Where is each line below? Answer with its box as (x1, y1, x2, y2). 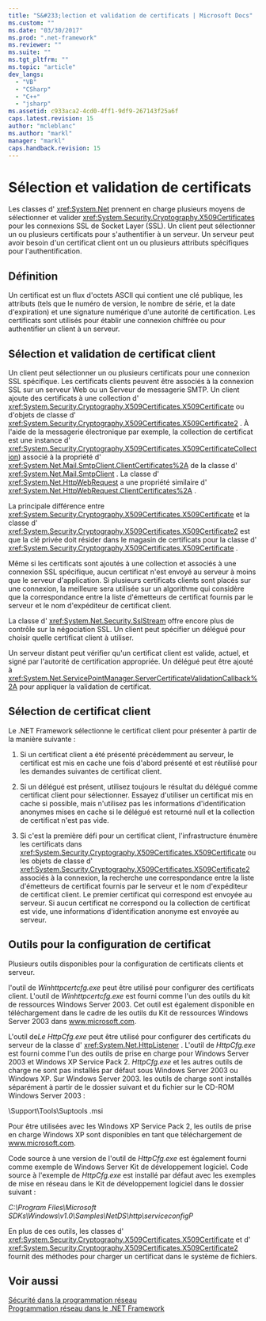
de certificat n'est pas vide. (19, 815, 109, 824)
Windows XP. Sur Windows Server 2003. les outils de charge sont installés (8, 1074, 252, 1083)
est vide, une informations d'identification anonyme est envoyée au (19, 906, 239, 916)
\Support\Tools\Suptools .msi (8, 1106, 104, 1115)
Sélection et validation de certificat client (8, 347, 216, 360)
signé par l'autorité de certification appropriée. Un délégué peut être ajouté (8, 657, 253, 666)
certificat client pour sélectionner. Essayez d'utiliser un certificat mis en (19, 790, 253, 800)
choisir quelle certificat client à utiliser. (8, 633, 135, 642)
